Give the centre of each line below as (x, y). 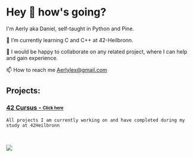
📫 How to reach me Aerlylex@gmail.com (57, 70)
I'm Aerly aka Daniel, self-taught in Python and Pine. (70, 29)
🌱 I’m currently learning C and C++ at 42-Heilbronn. (70, 40)
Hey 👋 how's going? (56, 12)
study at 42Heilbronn (33, 125)
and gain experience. (32, 58)
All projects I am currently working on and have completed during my (96, 120)
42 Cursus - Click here (35, 108)
